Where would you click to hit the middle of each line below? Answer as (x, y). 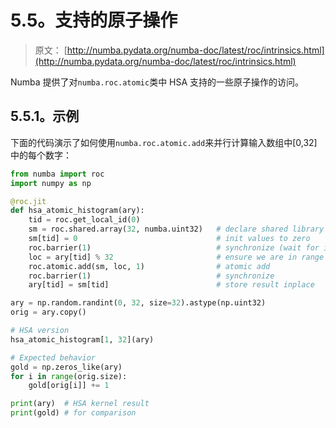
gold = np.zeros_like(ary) (66, 367)
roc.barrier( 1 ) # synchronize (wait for (174, 247)
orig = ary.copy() (48, 312)
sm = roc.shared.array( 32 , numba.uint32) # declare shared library (176, 229)
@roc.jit (28, 201)
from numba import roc (57, 174)
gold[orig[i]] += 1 (69, 386)
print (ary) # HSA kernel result (80, 404)
